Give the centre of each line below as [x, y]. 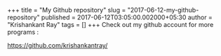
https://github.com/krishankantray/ [58, 45]
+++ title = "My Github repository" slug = [67, 10]
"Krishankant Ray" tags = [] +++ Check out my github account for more [110, 25]
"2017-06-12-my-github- [163, 10]
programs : [23, 32]
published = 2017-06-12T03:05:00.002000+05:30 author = [127, 17]
